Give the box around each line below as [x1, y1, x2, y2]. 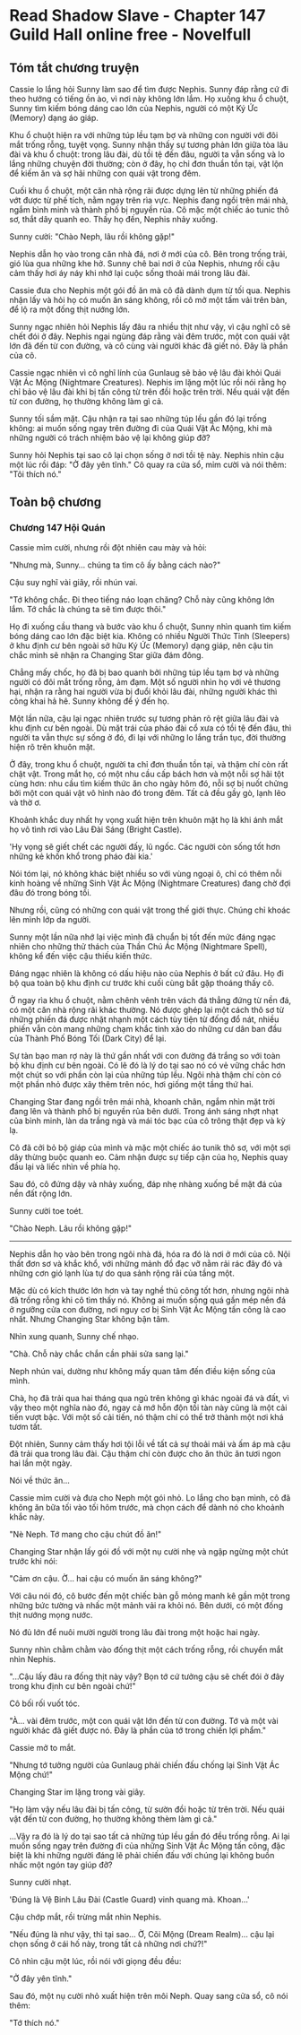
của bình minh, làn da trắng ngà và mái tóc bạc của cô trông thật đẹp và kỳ [9, 1115, 286, 1126]
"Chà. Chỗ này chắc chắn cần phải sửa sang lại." [9, 1348, 190, 1359]
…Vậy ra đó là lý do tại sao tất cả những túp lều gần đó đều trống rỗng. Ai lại [9, 1831, 290, 1841]
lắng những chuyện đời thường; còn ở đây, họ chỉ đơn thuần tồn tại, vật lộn [9, 159, 284, 169]
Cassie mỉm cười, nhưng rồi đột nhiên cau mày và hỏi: [9, 541, 208, 552]
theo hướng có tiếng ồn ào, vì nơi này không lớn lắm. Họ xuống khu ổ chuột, [9, 93, 289, 104]
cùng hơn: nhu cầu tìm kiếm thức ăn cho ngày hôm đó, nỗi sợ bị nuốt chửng [9, 777, 288, 789]
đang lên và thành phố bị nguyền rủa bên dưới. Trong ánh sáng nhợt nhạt [9, 1105, 279, 1116]
